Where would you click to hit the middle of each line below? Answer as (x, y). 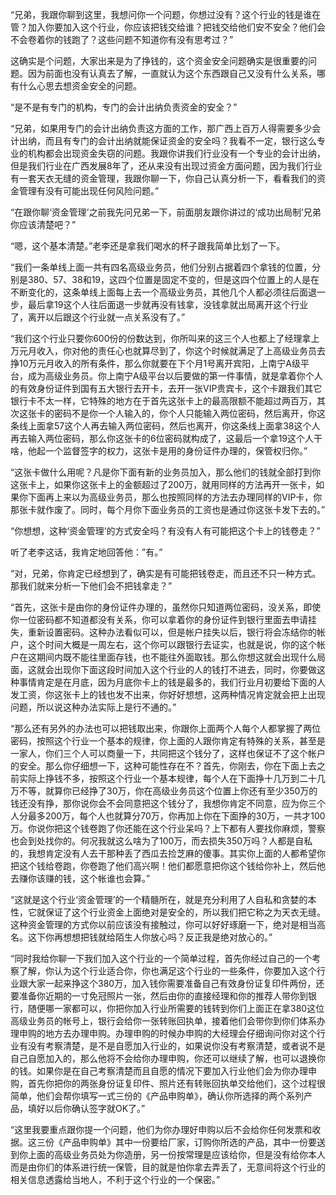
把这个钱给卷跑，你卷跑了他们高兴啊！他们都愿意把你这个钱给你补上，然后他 (168, 866)
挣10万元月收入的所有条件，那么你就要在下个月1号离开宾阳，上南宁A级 (155, 363)
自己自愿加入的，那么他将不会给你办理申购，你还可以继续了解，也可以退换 (163, 1058)
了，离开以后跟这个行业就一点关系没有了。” (98, 317)
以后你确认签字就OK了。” (95, 1108)
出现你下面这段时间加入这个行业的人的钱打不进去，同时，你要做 (185, 669)
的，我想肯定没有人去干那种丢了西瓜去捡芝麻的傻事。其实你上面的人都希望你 (168, 853)
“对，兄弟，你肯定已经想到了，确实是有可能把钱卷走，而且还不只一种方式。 (166, 573)
